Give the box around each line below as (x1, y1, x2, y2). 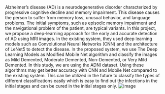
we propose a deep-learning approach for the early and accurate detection (5, 31, 158, 36)
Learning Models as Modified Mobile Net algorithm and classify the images (5, 51, 158, 57)
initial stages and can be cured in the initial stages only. (5, 83, 117, 89)
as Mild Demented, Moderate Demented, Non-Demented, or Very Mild (5, 57, 147, 62)
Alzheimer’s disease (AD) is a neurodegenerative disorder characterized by (5, 4, 158, 10)
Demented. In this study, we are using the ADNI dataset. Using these (5, 62, 144, 68)
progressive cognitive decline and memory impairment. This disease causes (5, 9, 160, 15)
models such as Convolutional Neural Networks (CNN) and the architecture (5, 41, 158, 47)
